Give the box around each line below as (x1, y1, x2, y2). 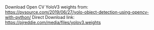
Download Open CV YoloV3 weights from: (5, 4, 89, 10)
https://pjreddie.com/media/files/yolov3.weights (5, 19, 101, 25)
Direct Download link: (32, 15, 75, 20)
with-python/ (5, 15, 31, 20)
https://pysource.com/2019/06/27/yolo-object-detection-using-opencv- (5, 9, 149, 15)
